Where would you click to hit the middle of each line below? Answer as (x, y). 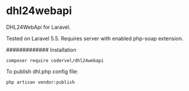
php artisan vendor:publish (41, 82)
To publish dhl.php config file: (42, 71)
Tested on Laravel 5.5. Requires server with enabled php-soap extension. (95, 38)
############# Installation (41, 50)
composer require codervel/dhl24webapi (55, 60)
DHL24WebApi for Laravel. (38, 27)
